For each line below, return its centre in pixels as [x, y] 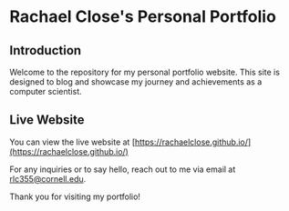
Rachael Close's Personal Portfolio [143, 17]
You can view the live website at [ [72, 142]
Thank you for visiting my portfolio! [75, 196]
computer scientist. [46, 91]
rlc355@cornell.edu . [48, 178]
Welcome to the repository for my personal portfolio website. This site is [145, 72]
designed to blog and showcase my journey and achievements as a [136, 82]
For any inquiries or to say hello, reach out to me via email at [123, 169]
